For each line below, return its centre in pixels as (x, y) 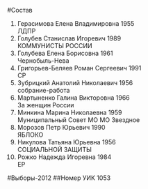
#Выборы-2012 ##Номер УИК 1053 (59, 178)
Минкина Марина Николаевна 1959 (69, 112)
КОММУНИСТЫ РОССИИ (55, 46)
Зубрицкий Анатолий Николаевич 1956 (75, 83)
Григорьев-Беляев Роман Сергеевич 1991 (79, 68)
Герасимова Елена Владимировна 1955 (76, 23)
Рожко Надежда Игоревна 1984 (64, 157)
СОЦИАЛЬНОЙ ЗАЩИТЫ (55, 150)
